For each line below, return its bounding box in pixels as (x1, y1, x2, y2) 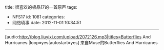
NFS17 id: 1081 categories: (12, 14, 65, 19)
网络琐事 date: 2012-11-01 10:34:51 (12, 20, 82, 25)
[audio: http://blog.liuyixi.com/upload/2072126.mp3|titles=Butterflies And (5, 34, 151, 40)
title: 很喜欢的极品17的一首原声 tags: (5, 4, 78, 10)
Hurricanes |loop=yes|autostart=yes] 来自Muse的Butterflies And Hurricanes (5, 40, 158, 45)
